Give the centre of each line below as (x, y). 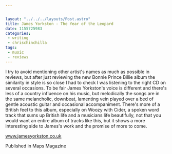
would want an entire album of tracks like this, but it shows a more (75, 120)
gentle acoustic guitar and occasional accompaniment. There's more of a (83, 104)
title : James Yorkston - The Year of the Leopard (60, 24)
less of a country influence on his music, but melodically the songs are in (83, 93)
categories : (18, 33)
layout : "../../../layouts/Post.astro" (48, 19)
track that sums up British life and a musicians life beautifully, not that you (83, 115)
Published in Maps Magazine (36, 146)
